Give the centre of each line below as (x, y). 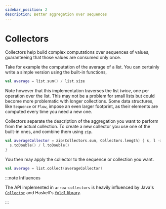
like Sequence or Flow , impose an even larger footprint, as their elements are (82, 106)
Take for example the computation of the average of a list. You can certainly (82, 67)
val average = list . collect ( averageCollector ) (54, 168)
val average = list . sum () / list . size (45, 81)
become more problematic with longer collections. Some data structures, (80, 101)
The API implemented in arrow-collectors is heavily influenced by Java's (80, 187)
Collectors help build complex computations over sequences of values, (77, 52)
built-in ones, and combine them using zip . (49, 132)
